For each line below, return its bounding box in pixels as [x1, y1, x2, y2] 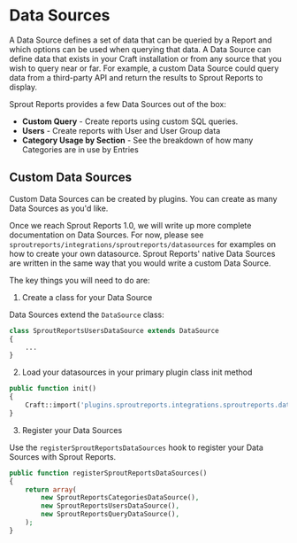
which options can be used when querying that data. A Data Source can [9, 43, 271, 54]
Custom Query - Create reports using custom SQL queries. [21, 116, 239, 127]
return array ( [25, 485, 77, 494]
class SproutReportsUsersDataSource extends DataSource [9, 326, 219, 335]
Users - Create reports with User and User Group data [21, 125, 221, 136]
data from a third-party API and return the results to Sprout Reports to [9, 72, 263, 82]
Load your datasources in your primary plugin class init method [21, 367, 253, 377]
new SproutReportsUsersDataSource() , [41, 501, 179, 510]
